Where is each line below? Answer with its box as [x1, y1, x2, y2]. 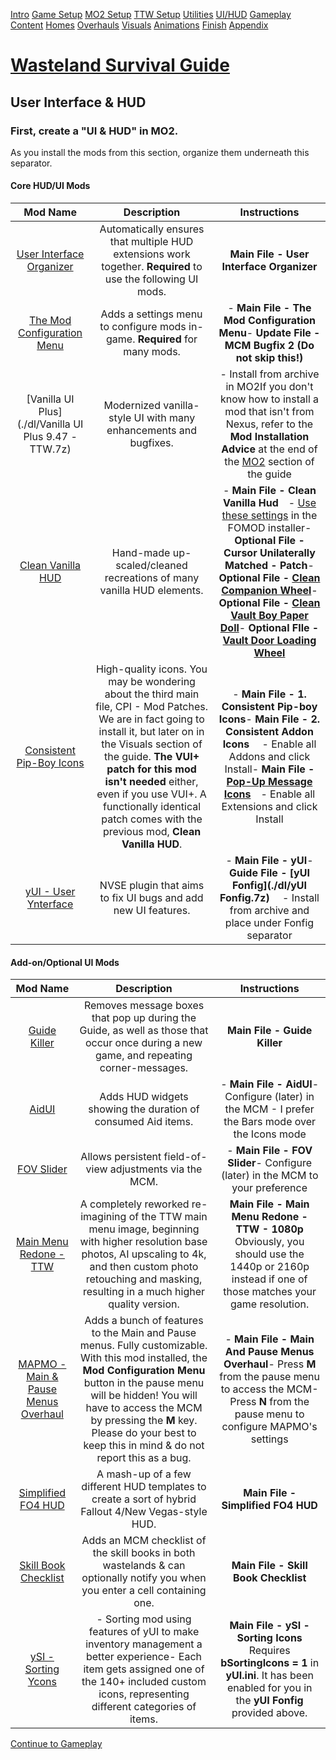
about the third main [104, 687, 200, 701]
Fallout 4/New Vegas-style [80, 1505, 208, 1519]
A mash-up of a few [96, 1467, 192, 1481]
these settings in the [221, 509, 318, 523]
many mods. [123, 345, 181, 359]
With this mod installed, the [79, 1351, 208, 1365]
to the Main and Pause [91, 1326, 197, 1340]
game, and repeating [95, 1049, 193, 1063]
